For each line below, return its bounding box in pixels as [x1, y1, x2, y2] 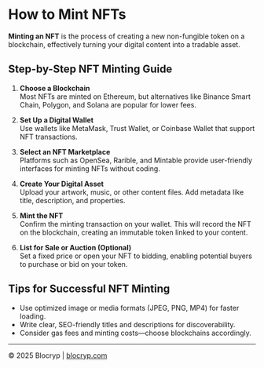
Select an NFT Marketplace [19, 147, 111, 156]
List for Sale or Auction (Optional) [19, 242, 132, 252]
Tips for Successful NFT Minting [8, 282, 170, 296]
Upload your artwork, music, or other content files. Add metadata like [19, 187, 244, 197]
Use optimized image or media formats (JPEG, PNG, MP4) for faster [19, 303, 240, 312]
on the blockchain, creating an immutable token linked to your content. [19, 228, 248, 237]
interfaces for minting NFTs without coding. [19, 163, 161, 173]
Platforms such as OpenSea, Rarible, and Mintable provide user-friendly [19, 155, 253, 165]
